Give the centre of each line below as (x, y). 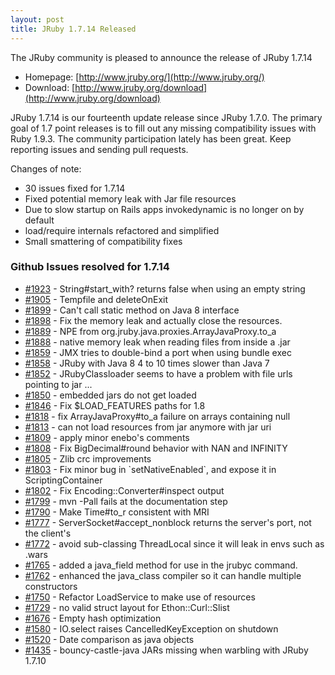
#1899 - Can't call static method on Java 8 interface (132, 310)
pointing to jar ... (58, 384)
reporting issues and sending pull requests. (99, 149)
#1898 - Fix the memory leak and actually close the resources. (153, 320)
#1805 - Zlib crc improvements (88, 458)
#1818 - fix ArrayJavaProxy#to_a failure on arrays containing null (157, 416)
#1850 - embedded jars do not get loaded (110, 395)
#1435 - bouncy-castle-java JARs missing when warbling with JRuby (166, 650)
